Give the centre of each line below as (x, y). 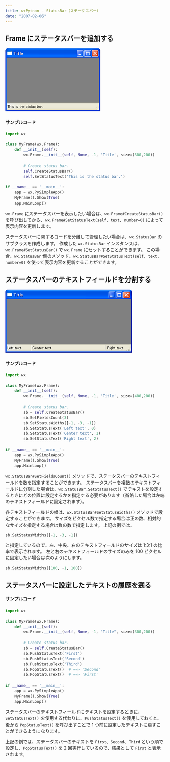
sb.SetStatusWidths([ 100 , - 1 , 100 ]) (44, 568)
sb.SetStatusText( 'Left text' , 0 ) (60, 428)
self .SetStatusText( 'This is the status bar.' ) (74, 176)
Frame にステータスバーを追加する (59, 38)
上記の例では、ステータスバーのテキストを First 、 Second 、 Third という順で (84, 741)
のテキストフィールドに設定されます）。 (46, 501)
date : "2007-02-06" (26, 16)
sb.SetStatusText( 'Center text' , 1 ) (62, 434)
